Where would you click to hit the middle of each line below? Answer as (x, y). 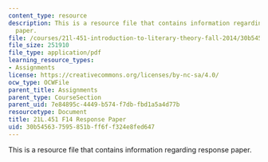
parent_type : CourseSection (55, 97)
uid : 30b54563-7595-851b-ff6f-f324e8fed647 (82, 127)
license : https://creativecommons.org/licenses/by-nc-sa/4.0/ (114, 75)
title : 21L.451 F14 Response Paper (67, 120)
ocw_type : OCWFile (39, 82)
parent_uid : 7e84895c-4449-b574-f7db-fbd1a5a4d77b (94, 105)
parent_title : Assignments (53, 90)
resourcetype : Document (48, 113)
